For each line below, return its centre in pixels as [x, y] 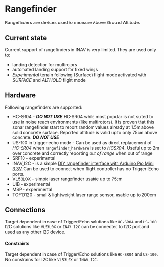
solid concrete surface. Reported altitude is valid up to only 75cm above [85, 132]
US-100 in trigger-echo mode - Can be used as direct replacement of [82, 142]
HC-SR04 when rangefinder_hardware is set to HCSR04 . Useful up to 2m [86, 148]
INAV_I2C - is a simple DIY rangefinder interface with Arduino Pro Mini [83, 163]
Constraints [17, 243]
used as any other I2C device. [35, 232]
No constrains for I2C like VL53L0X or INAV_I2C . [52, 259]
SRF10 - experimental [34, 158]
